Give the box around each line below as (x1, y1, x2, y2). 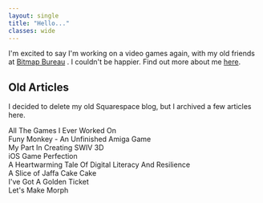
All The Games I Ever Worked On (8, 126, 116, 136)
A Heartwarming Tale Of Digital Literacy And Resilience (8, 160, 191, 169)
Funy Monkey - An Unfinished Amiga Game (8, 134, 152, 144)
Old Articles (8, 80, 70, 94)
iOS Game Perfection (8, 152, 78, 161)
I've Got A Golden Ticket (8, 177, 90, 187)
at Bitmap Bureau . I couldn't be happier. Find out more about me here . (8, 57, 241, 67)
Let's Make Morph (8, 185, 69, 195)
